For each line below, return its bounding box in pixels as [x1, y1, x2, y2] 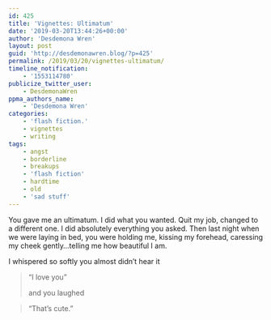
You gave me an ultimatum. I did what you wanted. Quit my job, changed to [8, 215, 259, 224]
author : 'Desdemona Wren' [8, 34, 95, 43]
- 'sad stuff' [23, 192, 70, 201]
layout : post [8, 42, 53, 50]
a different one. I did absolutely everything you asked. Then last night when [8, 224, 260, 233]
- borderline [23, 155, 67, 163]
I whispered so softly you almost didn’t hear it [8, 256, 160, 266]
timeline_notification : [8, 65, 89, 73]
